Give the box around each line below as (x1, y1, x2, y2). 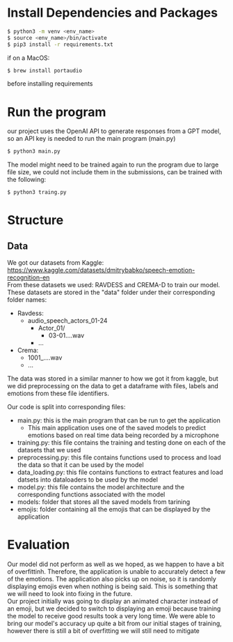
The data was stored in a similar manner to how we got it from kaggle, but (7, 374, 218, 383)
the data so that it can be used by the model (17, 461, 144, 469)
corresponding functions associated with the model (17, 490, 166, 499)
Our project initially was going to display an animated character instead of (7, 597, 218, 606)
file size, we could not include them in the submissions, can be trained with (7, 168, 223, 176)
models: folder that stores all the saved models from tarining (17, 498, 191, 506)
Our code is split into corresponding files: (7, 403, 126, 411)
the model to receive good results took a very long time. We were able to (7, 612, 216, 620)
